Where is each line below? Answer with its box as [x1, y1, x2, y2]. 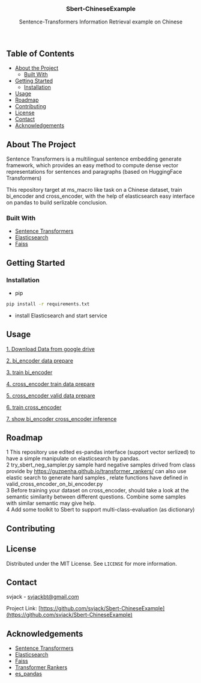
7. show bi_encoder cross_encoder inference [6, 415, 117, 422]
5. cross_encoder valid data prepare [6, 392, 95, 399]
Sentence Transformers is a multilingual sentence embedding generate [6, 155, 182, 162]
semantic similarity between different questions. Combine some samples [6, 493, 186, 500]
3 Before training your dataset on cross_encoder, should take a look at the [6, 487, 189, 494]
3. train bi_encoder [6, 369, 53, 376]
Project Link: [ [6, 605, 41, 612]
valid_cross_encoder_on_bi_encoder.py [6, 480, 103, 488]
